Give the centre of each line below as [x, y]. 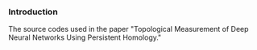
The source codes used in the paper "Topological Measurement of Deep [128, 29]
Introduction [33, 12]
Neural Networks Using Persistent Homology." [85, 37]
